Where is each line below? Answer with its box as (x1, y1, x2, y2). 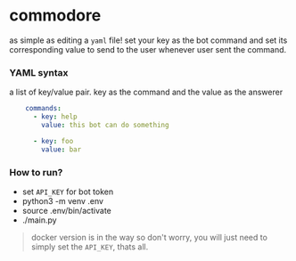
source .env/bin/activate (21, 205, 111, 216)
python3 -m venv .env (21, 195, 104, 206)
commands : (25, 104, 62, 113)
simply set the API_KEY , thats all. (30, 241, 149, 252)
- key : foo (32, 136, 74, 145)
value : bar (41, 144, 82, 154)
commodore (9, 5, 102, 26)
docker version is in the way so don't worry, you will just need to (30, 232, 267, 242)
